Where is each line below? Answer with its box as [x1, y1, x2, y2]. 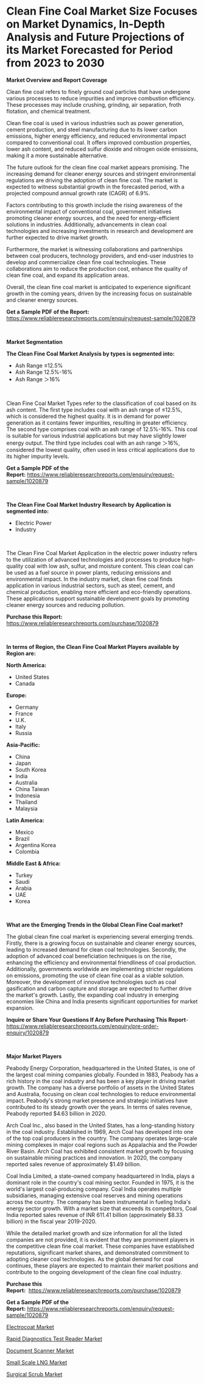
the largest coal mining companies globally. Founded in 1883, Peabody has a [6, 1070, 199, 1078]
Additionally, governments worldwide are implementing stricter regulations [6, 965, 194, 972]
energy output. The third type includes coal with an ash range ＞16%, [6, 439, 180, 446]
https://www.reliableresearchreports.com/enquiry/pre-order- [6, 1022, 159, 1030]
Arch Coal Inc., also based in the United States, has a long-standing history [6, 1121, 195, 1129]
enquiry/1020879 [6, 1029, 49, 1036]
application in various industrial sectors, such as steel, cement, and [6, 581, 175, 589]
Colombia [15, 848, 40, 855]
